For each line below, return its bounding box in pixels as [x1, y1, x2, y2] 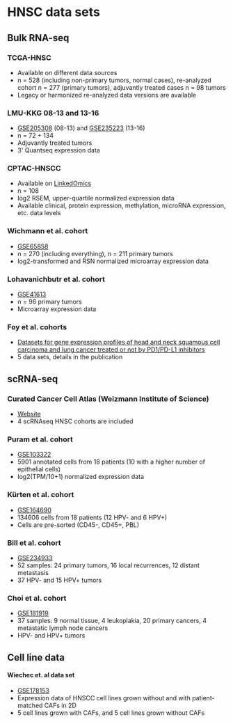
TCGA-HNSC [7, 53, 52, 63]
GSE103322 [17, 450, 51, 459]
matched [17, 701, 43, 709]
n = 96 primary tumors [17, 297, 82, 306]
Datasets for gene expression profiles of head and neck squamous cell [17, 338, 220, 347]
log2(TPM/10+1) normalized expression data [17, 473, 145, 481]
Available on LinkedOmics [17, 179, 92, 188]
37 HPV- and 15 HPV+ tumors [17, 576, 102, 584]
